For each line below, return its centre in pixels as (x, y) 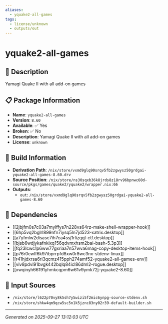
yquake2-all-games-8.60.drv (41, 175)
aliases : (14, 10)
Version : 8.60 (26, 120)
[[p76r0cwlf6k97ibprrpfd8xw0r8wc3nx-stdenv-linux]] (68, 253)
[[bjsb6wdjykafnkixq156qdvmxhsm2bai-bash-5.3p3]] (67, 243)
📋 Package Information (43, 100)
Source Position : (30, 180)
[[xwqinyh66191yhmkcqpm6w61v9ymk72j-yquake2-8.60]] (72, 269)
